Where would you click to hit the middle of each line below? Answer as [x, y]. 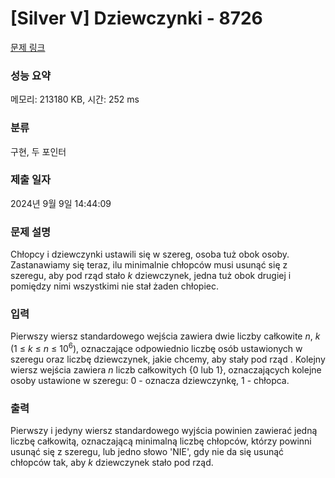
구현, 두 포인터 [38, 151]
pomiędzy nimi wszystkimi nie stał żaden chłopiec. [114, 286]
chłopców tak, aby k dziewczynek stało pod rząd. [112, 463]
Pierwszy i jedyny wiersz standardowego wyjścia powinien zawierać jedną [164, 431]
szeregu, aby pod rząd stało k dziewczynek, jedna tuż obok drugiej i [151, 276]
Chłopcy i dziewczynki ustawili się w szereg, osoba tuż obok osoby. [150, 254]
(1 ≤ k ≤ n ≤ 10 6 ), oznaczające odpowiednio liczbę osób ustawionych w [156, 348]
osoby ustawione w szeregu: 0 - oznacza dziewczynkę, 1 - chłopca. [150, 381]
